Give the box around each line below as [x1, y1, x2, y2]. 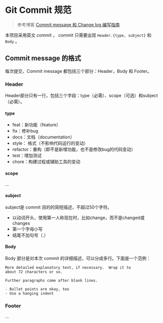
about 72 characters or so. [5, 269, 63, 274]
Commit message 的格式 [5, 54, 81, 63]
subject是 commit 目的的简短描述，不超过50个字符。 [5, 204, 112, 210]
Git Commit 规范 [5, 4, 71, 16]
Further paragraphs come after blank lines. [5, 278, 98, 283]
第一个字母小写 [12, 226, 43, 232]
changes [12, 220, 31, 226]
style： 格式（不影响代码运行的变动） [12, 140, 89, 146]
